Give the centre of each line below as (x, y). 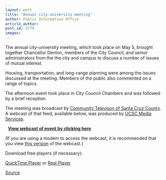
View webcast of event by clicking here (50, 128)
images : (13, 33)
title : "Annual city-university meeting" (49, 14)
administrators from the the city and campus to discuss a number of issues (82, 58)
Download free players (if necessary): (44, 153)
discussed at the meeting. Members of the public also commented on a (78, 78)
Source (12, 172)
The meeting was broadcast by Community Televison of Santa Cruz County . (83, 108)
